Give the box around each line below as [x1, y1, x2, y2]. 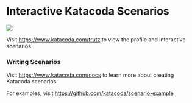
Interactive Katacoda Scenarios [6, 4, 169, 18]
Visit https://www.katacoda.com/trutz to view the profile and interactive [6, 35, 186, 43]
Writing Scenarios [6, 57, 61, 66]
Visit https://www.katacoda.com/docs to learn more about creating [6, 71, 174, 79]
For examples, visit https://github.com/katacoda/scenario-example [6, 90, 174, 97]
